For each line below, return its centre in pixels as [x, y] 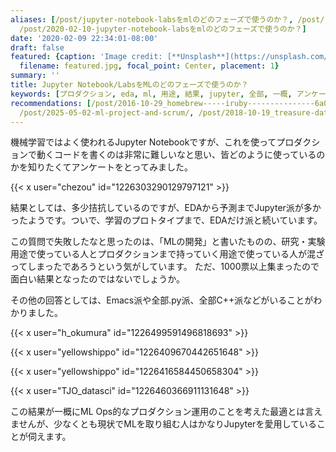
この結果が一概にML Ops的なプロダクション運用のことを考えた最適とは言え [166, 412]
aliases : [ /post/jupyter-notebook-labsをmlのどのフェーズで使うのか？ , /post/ [167, 19]
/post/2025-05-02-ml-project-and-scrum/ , [107, 112]
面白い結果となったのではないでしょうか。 [97, 279]
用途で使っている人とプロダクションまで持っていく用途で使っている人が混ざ [167, 254]
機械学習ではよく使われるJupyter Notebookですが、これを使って [143, 142]
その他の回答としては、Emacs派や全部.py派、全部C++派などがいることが [162, 300]
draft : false [37, 47]
